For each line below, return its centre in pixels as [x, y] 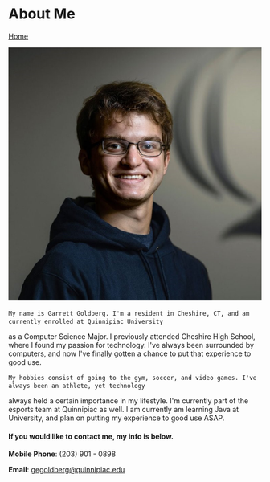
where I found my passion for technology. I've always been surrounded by [131, 345]
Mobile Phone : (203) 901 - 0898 [62, 454]
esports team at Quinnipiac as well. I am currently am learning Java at [124, 409]
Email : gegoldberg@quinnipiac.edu [67, 470]
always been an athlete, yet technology [77, 386]
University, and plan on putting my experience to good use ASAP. [117, 418]
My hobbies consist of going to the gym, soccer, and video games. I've [133, 378]
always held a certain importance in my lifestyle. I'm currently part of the [129, 400]
